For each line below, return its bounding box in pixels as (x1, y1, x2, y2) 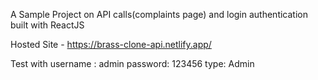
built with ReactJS (10, 19, 85, 31)
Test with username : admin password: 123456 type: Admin (10, 58, 255, 69)
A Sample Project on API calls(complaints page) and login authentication (10, 9, 308, 20)
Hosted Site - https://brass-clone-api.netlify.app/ (10, 39, 212, 50)
